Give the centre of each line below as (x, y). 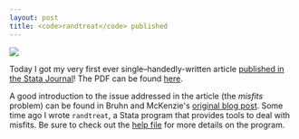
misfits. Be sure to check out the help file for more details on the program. (147, 125)
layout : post (34, 18)
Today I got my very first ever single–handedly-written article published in (147, 69)
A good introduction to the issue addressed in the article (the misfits (136, 96)
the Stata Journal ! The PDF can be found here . (96, 79)
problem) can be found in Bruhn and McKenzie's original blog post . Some (146, 106)
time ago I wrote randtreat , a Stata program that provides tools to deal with (150, 115)
